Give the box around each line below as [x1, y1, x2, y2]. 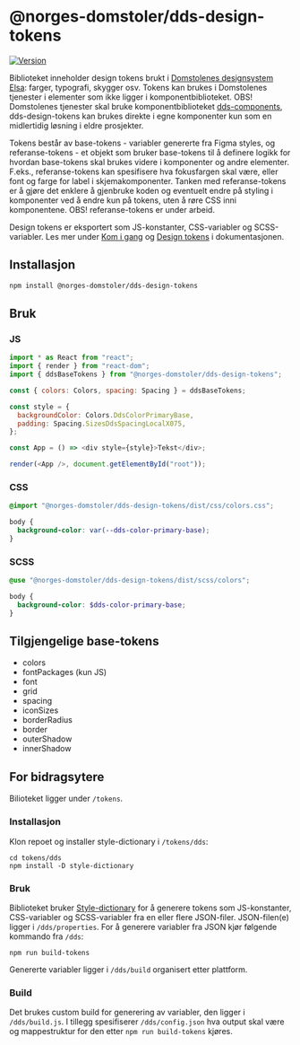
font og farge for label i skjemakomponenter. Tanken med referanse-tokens [9, 175, 287, 186]
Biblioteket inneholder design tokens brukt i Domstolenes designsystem [9, 72, 274, 83]
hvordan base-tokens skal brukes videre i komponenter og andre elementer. [9, 156, 289, 167]
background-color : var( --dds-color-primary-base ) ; [17, 526, 210, 535]
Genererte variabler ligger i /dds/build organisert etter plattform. [9, 963, 248, 975]
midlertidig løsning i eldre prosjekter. [9, 119, 144, 131]
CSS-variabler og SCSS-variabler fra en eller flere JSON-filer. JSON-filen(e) [9, 911, 289, 922]
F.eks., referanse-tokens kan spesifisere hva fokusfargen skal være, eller [9, 166, 279, 177]
